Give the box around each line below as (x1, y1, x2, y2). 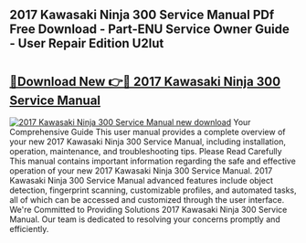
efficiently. (9, 224, 49, 234)
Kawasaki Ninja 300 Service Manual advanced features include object (9, 175, 274, 185)
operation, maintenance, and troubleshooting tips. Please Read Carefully (9, 146, 282, 156)
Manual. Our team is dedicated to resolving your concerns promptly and (9, 214, 280, 225)
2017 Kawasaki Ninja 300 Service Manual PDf (9, 7, 275, 23)
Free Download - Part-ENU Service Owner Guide (9, 22, 290, 37)
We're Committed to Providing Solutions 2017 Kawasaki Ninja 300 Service (9, 205, 288, 215)
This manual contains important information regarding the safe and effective (9, 155, 297, 166)
